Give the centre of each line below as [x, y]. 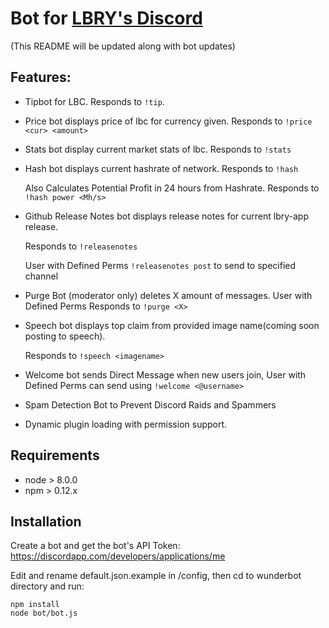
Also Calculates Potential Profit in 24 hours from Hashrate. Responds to [172, 188]
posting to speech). [65, 336]
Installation [46, 521]
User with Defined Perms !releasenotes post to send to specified [160, 265]
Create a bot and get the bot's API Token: [95, 546]
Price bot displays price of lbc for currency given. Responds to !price [168, 121]
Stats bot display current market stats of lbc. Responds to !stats [158, 149]
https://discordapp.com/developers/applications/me [118, 556]
